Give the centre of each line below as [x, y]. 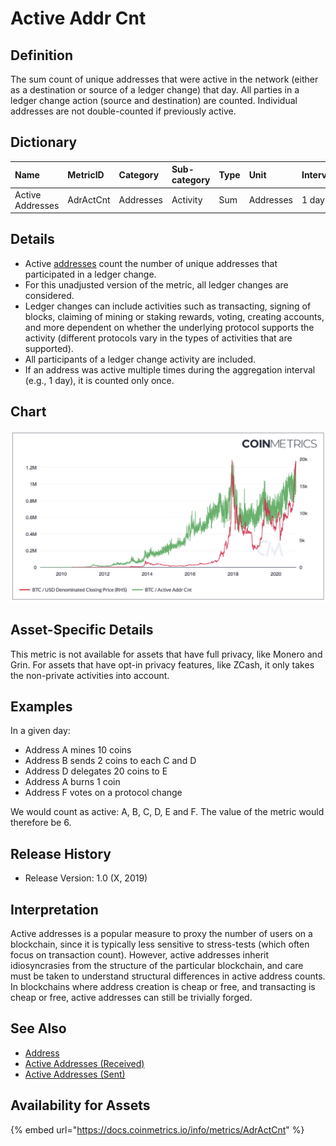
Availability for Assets [80, 1105]
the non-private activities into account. [90, 675]
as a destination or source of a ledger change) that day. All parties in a [155, 90]
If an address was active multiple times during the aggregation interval [170, 369]
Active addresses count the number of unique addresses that [151, 263]
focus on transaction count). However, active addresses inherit [140, 955]
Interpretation [54, 909]
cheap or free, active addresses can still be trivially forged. [131, 998]
